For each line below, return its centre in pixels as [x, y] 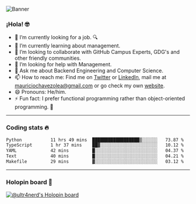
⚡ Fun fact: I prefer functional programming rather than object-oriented [100, 98]
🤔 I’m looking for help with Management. [63, 64]
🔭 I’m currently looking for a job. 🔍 [56, 38]
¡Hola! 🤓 [18, 24]
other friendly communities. [48, 58]
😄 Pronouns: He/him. [40, 92]
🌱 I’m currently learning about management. [67, 46]
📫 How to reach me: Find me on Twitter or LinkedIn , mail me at [90, 77]
